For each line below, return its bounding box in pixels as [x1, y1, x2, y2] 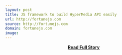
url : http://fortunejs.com [5, 16, 61, 21]
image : [5, 30, 19, 35]
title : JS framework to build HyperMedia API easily [5, 12, 117, 17]
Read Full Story [67, 44, 100, 50]
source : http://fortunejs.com [5, 21, 68, 26]
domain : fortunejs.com [5, 26, 52, 31]
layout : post [5, 7, 32, 12]
